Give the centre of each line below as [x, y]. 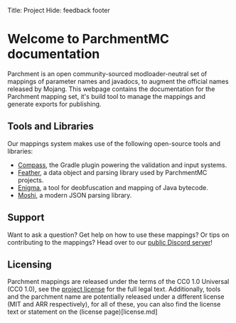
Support [26, 217]
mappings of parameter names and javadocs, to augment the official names [118, 81]
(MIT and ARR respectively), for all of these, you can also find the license [114, 305]
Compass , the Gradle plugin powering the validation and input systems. [122, 165]
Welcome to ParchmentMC [88, 39]
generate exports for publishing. [54, 104]
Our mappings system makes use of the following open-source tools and [114, 143]
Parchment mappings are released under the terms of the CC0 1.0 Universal [118, 282]
